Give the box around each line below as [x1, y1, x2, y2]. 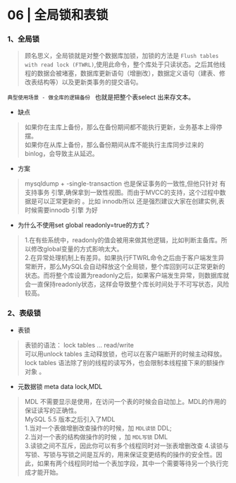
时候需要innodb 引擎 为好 [24, 206, 99, 215]
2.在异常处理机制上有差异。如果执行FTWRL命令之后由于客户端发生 [24, 254, 218, 262]
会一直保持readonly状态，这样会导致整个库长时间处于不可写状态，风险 [24, 280, 230, 289]
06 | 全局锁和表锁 [7, 7, 108, 23]
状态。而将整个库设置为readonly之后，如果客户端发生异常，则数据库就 [24, 271, 230, 280]
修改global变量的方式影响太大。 [30, 245, 123, 254]
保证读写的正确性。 [24, 406, 81, 415]
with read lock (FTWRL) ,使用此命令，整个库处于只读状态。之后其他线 [24, 60, 226, 68]
